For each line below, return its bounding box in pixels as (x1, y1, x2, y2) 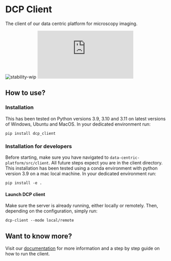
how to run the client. (5, 250, 50, 256)
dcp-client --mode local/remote (5, 218, 74, 223)
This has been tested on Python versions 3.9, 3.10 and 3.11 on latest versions (5, 115, 166, 122)
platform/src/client (5, 160, 50, 165)
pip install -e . (5, 180, 42, 185)
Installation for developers (5, 143, 72, 150)
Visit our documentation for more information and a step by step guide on (5, 245, 160, 251)
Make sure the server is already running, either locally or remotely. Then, (5, 203, 158, 209)
